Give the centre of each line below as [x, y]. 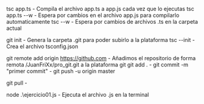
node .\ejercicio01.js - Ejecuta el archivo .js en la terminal [78, 95]
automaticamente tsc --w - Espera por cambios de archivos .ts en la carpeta [102, 22]
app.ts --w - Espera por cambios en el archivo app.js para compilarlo [93, 15]
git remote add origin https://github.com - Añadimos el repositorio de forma [101, 58]
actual [14, 28]
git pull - [17, 83]
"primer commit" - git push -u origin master [61, 71]
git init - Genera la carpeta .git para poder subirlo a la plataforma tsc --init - [101, 40]
